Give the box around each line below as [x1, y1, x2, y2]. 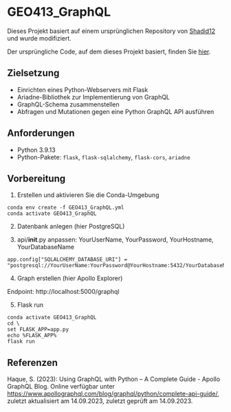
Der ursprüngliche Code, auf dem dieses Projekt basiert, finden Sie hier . [7, 47, 211, 56]
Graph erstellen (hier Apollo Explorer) [16, 274, 123, 282]
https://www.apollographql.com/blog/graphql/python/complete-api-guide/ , [7, 389, 220, 398]
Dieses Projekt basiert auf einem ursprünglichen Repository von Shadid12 [7, 27, 215, 35]
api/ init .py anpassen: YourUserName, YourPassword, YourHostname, [16, 236, 214, 244]
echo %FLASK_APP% [7, 332, 57, 339]
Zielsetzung [7, 67, 60, 79]
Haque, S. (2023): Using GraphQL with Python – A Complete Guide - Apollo [7, 375, 221, 383]
